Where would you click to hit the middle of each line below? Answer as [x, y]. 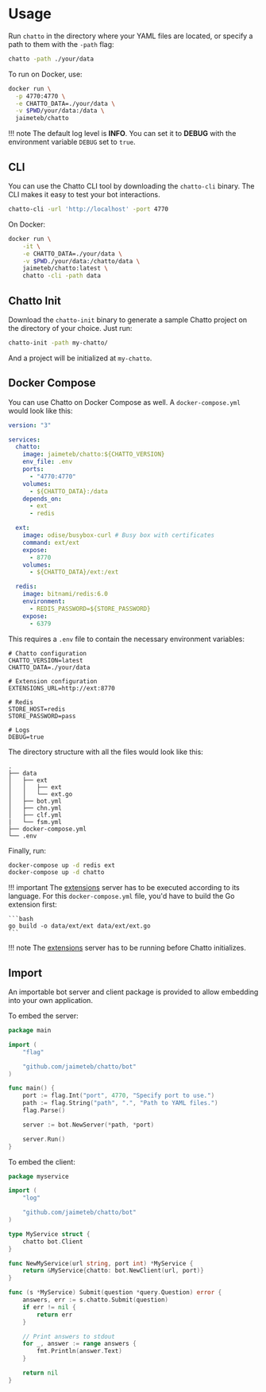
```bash [21, 920]
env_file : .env [48, 462]
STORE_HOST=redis [37, 709]
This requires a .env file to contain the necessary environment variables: [126, 639]
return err [55, 1314]
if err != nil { [50, 1307]
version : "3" [30, 425]
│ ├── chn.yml [35, 808]
